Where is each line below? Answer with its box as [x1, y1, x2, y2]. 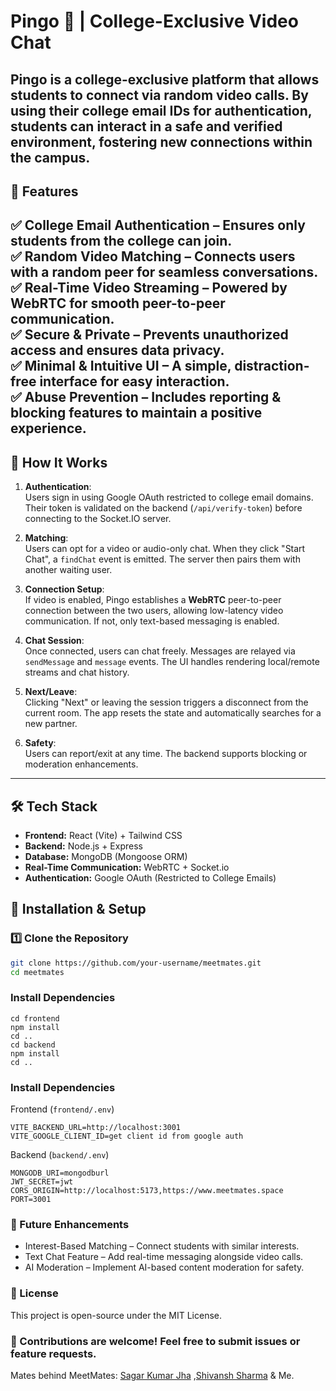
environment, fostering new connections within [10, 133, 313, 150]
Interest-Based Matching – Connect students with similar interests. [24, 1240, 300, 1252]
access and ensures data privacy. [10, 342, 225, 359]
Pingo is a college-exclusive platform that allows [10, 71, 320, 88]
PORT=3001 [10, 1195, 52, 1205]
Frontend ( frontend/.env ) [10, 1103, 115, 1115]
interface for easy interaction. [39, 373, 230, 390]
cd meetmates [10, 967, 65, 977]
